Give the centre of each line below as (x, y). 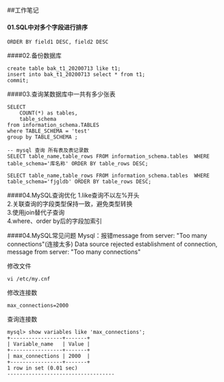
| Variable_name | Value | (49, 344)
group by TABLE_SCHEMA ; (42, 137)
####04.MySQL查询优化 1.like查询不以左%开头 (73, 195)
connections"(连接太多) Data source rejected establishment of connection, (112, 244)
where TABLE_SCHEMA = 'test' (49, 131)
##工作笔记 (23, 10)
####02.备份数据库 (34, 56)
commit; (18, 81)
